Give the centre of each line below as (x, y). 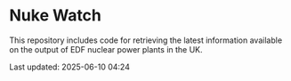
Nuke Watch (56, 16)
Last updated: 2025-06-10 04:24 (70, 67)
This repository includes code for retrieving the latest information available (146, 40)
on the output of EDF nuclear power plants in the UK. (106, 49)
